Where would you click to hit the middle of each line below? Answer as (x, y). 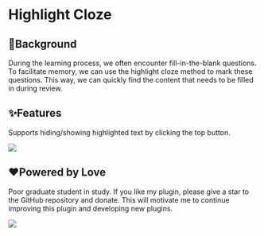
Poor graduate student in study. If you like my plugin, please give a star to (129, 192)
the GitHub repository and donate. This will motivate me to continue (119, 199)
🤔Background (43, 44)
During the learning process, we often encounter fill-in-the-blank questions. (132, 63)
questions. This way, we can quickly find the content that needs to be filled (131, 80)
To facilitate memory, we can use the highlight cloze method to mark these (130, 72)
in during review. (35, 88)
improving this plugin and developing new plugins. (91, 208)
